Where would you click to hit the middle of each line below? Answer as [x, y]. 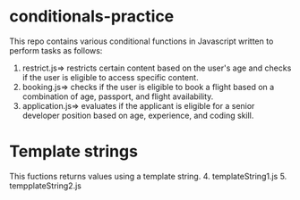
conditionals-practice [92, 17]
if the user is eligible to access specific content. [110, 77]
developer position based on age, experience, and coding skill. [138, 115]
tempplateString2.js [46, 186]
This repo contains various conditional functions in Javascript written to [141, 41]
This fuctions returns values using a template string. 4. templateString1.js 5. [148, 176]
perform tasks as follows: [56, 50]
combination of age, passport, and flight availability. [118, 96]
